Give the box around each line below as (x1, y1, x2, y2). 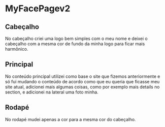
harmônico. (5, 46, 29, 52)
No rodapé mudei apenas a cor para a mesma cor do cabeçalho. (5, 116, 136, 122)
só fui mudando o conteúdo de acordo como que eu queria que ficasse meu (5, 78, 160, 84)
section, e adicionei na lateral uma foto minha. (5, 89, 99, 95)
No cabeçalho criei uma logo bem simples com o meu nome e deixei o (5, 35, 148, 41)
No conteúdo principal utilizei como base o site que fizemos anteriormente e (5, 73, 161, 79)
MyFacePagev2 (5, 3, 70, 14)
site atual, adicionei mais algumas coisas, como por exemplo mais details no (5, 84, 160, 90)
